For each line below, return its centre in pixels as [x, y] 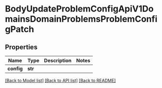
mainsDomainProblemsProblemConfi [81, 19]
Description [58, 60]
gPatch [20, 29]
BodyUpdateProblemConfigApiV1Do [79, 9]
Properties [21, 47]
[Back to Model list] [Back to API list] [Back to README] [60, 81]
